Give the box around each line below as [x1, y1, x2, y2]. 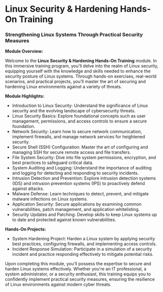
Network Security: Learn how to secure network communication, [12, 128, 142, 135]
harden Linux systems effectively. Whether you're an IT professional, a [5, 266, 147, 272]
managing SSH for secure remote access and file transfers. [12, 149, 131, 155]
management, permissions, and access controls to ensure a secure [12, 118, 147, 124]
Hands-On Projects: [5, 226, 46, 232]
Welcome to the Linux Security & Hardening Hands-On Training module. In [5, 58, 157, 64]
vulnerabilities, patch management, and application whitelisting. [12, 207, 140, 212]
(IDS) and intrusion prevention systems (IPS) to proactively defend [12, 181, 145, 187]
